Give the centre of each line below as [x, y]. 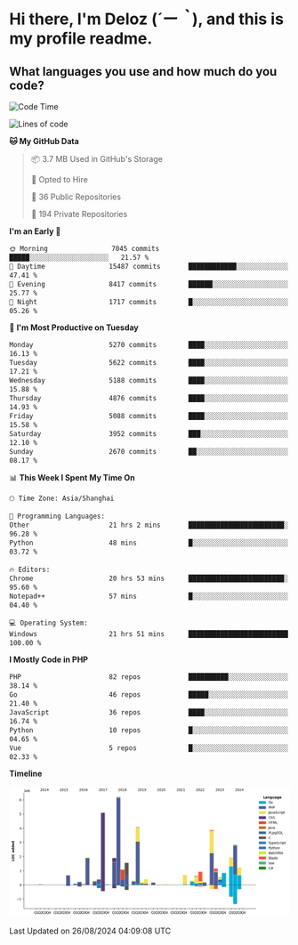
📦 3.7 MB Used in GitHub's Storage [97, 159]
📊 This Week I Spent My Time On [72, 477]
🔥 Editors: [30, 569]
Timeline [26, 773]
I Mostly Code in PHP [49, 659]
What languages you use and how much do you [143, 72]
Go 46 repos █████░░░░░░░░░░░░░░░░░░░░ [149, 695]
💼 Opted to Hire [60, 179]
